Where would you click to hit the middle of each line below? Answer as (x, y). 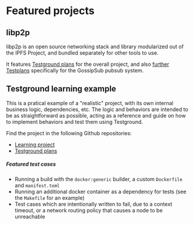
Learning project (34, 145)
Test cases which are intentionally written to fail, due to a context (93, 204)
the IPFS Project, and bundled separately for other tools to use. (82, 53)
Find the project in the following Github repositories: (69, 133)
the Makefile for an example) (50, 197)
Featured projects (51, 11)
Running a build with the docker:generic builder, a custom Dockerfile (98, 179)
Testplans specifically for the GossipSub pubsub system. (75, 70)
